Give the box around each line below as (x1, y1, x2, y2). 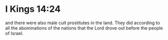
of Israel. (5, 30, 24, 36)
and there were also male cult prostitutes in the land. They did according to (5, 20, 160, 26)
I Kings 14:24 (5, 3, 61, 15)
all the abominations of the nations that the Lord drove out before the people (5, 25, 163, 31)
